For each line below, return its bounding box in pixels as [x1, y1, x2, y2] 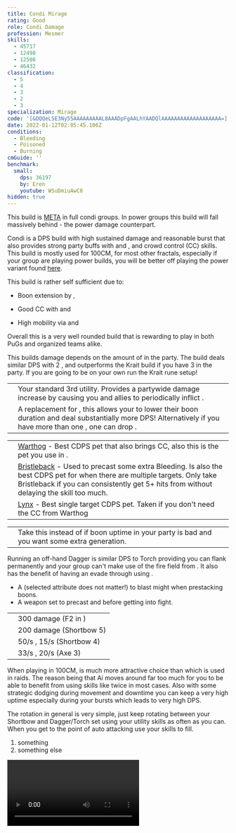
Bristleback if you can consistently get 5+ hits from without [18, 480, 213, 489]
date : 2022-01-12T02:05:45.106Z [7, 121, 102, 129]
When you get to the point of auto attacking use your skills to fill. [7, 725, 195, 733]
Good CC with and [17, 305, 72, 313]
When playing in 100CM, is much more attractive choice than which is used [7, 666, 225, 675]
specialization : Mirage [7, 108, 77, 115]
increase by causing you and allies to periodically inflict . [18, 393, 204, 403]
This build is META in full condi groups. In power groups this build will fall [7, 213, 219, 222]
